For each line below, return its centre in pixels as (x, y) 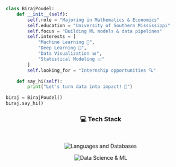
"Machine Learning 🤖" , (66, 42)
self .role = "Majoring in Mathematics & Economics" (94, 20)
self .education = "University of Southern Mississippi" (99, 25)
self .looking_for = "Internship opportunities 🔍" (92, 70)
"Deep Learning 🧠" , (62, 48)
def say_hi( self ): (39, 81)
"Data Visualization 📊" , (70, 54)
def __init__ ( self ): (42, 14)
